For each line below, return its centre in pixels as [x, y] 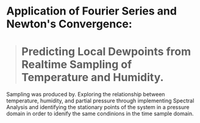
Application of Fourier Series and [91, 11]
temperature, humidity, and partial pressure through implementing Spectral [100, 101]
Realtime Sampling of [77, 65]
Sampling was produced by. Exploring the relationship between [86, 95]
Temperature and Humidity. [92, 78]
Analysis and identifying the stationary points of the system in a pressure [98, 107]
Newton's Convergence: [69, 24]
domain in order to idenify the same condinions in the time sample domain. [100, 114]
